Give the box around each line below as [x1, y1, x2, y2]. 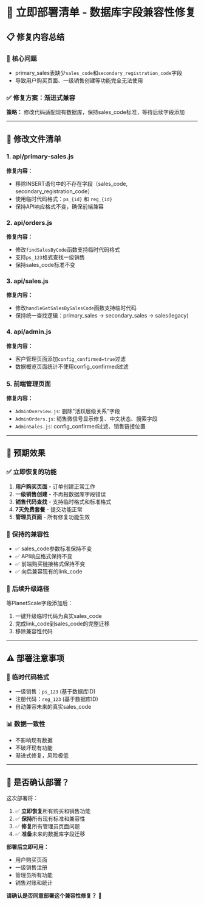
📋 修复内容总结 [6, 32, 65, 42]
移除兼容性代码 [15, 628, 53, 635]
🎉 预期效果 [6, 448, 46, 458]
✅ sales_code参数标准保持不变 [15, 545, 92, 552]
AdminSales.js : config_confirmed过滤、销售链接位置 [15, 423, 146, 430]
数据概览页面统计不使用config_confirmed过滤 [15, 363, 129, 370]
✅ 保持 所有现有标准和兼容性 [15, 815, 86, 823]
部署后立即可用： [6, 843, 49, 851]
